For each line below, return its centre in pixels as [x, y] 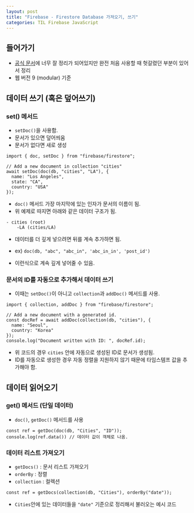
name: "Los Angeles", [38, 176]
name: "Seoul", [30, 325]
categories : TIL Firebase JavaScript [52, 22]
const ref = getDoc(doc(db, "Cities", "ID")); [64, 431]
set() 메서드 [22, 116]
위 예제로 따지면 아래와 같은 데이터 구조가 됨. [66, 211]
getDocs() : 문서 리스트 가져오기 [51, 467]
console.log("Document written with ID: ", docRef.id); [76, 341]
